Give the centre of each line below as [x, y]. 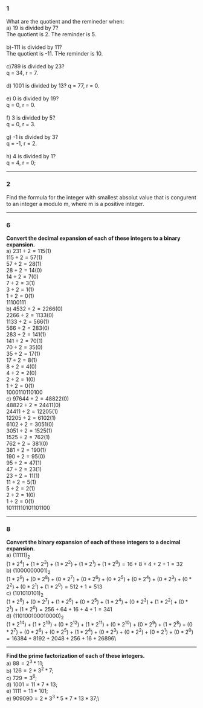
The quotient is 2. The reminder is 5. [51, 34]
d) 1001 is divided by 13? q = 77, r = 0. [53, 86]
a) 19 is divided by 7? [32, 28]
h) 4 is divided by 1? [31, 156]
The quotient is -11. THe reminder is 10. [55, 54]
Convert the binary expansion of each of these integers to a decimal [93, 542]
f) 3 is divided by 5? [31, 118]
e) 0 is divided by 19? [33, 98]
